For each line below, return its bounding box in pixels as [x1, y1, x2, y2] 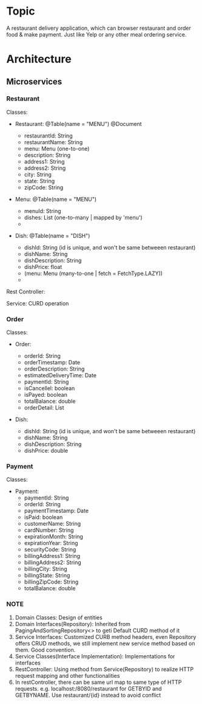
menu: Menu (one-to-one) [24, 145, 90, 152]
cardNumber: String [24, 526, 74, 534]
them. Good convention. [15, 646, 76, 653]
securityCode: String [24, 546, 76, 553]
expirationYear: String [24, 540, 78, 547]
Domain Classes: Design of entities [15, 613, 103, 621]
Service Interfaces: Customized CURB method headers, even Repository [15, 633, 197, 640]
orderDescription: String [24, 365, 85, 372]
